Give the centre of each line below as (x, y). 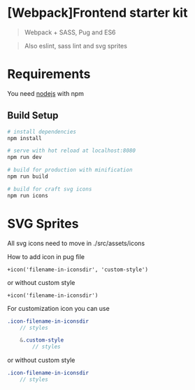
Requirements (49, 74)
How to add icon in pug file (46, 256)
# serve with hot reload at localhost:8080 (72, 151)
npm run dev (24, 158)
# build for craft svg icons (50, 189)
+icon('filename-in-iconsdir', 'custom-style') (78, 270)
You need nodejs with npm (46, 93)
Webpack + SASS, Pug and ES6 (70, 32)
